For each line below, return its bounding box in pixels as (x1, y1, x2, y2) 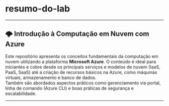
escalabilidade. (5, 90, 37, 96)
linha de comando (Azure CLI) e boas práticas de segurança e (5, 85, 134, 91)
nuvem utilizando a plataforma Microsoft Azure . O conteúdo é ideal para (5, 58, 156, 64)
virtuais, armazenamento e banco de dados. (5, 74, 97, 80)
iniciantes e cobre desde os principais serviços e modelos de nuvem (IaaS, (5, 63, 160, 70)
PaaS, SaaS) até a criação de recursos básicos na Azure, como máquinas (5, 69, 157, 75)
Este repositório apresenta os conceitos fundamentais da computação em (5, 53, 158, 59)
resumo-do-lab (5, 3, 70, 14)
